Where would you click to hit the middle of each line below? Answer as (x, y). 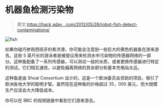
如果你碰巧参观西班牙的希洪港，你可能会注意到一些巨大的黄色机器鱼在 (76, 49)
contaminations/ (33, 30)
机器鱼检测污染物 (40, 10)
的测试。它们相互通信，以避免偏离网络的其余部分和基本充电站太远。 (73, 67)
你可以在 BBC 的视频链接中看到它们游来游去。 (51, 100)
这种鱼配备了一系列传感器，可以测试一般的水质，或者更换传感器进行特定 (86, 61)
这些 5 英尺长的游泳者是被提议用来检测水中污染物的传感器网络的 (78, 55)
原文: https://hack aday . (41, 24)
